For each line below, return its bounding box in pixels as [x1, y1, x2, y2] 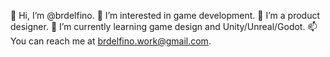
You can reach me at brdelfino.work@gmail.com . [10, 35, 212, 47]
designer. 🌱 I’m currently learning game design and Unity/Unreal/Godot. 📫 [10, 21, 318, 32]
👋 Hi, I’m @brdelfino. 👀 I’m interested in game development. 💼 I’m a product [10, 10, 320, 21]
